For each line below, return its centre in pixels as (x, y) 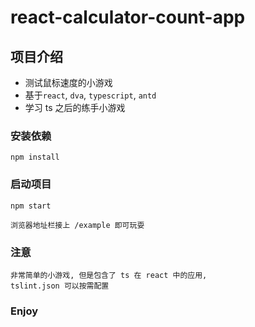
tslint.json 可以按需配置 (60, 286)
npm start (31, 206)
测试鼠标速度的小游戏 (68, 82)
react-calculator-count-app (128, 17)
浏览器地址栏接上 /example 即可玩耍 (77, 225)
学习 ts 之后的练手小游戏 (75, 107)
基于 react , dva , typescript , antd (90, 95)
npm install (35, 157)
